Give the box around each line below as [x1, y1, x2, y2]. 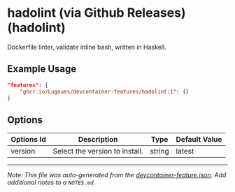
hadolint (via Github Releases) [7, 5, 187, 21]
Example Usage [7, 63, 77, 75]
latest [176, 147, 194, 156]
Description [78, 135, 118, 145]
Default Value [176, 135, 222, 145]
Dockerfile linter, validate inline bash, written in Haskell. [7, 43, 166, 51]
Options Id [10, 135, 47, 145]
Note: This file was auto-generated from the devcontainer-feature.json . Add [7, 171, 227, 179]
